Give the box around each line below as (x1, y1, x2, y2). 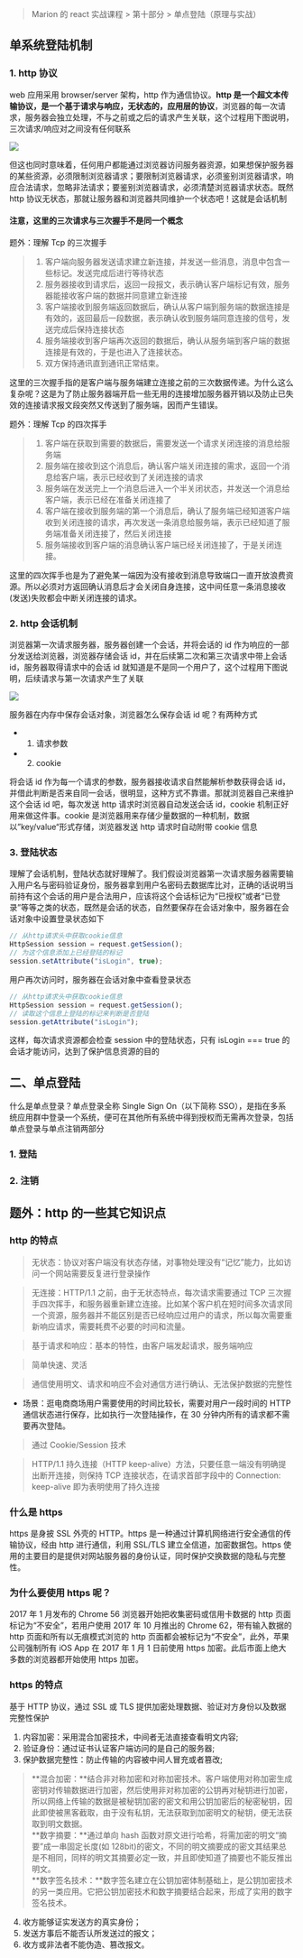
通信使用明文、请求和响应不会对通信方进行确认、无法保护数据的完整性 (31, 1378, 293, 1389)
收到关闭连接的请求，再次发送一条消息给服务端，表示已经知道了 (44, 516, 282, 527)
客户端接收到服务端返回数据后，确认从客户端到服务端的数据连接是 (44, 301, 290, 312)
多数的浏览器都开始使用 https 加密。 (9, 1654, 144, 1665)
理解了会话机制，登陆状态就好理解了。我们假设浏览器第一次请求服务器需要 (9, 868, 286, 879)
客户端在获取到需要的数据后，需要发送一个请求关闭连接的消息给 (44, 438, 282, 448)
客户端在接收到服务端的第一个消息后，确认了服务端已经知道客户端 (44, 505, 290, 516)
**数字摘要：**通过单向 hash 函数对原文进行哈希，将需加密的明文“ (31, 1829, 280, 1840)
